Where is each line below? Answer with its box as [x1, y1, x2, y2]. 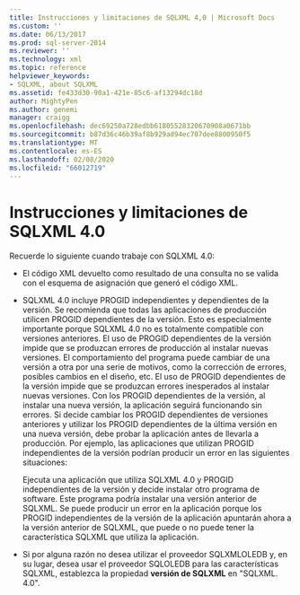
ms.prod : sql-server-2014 [9, 38, 106, 48]
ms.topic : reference [9, 64, 87, 73]
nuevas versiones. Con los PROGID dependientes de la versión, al [22, 390, 266, 401]
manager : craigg [9, 113, 70, 122]
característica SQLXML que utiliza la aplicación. [22, 531, 199, 543]
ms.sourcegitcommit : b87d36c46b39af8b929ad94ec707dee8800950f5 [9, 130, 251, 139]
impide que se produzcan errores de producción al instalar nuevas [22, 343, 269, 354]
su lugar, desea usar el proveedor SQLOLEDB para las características [22, 558, 279, 570]
